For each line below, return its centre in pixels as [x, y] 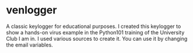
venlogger [32, 10]
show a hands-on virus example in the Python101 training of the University [95, 32]
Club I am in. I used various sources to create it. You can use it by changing [97, 38]
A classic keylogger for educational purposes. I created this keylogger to [94, 26]
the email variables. [30, 45]
